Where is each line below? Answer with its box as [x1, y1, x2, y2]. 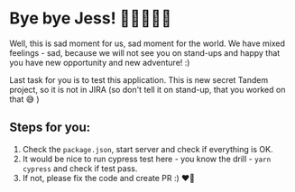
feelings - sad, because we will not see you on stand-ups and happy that [9, 47, 281, 58]
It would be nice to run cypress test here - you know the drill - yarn [22, 153, 272, 164]
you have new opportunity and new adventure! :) [9, 57, 190, 68]
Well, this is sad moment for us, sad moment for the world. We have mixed [9, 38, 286, 49]
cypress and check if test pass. [22, 162, 138, 174]
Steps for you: [9, 120, 91, 135]
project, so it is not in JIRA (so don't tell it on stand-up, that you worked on [9, 84, 286, 95]
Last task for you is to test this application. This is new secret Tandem [9, 74, 269, 85]
